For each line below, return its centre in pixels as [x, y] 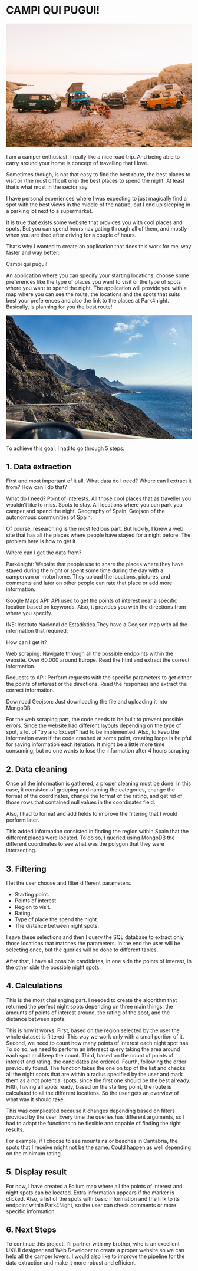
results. [15, 1129]
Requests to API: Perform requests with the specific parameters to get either [99, 678]
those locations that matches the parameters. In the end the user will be [93, 944]
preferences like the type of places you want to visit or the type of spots [94, 281]
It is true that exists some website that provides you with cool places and [94, 222]
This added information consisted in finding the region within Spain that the [98, 832]
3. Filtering [27, 868]
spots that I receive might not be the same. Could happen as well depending [99, 1147]
